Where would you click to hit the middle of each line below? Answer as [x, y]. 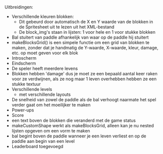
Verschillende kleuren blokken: [43, 16]
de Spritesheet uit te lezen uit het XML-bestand [67, 27]
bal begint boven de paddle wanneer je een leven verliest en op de [79, 136]
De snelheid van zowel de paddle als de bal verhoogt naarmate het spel [84, 99]
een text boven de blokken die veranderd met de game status [74, 120]
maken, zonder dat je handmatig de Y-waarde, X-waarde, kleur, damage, [85, 48]
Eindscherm [24, 63]
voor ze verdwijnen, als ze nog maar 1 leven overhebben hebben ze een [84, 79]
